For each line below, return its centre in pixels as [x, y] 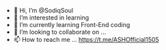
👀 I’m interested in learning [51, 18]
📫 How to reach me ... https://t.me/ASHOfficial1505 [86, 40]
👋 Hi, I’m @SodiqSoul [43, 10]
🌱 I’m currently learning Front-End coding [72, 25]
